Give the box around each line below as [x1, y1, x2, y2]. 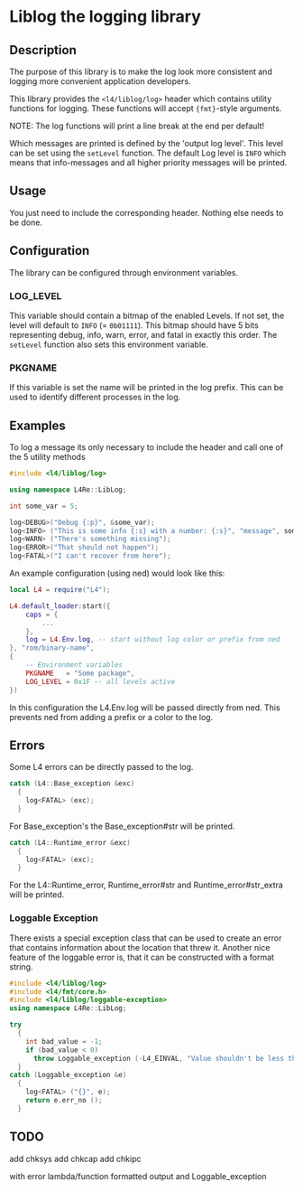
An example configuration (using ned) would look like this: [9, 567, 225, 579]
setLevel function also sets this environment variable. [9, 339, 209, 350]
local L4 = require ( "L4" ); [9, 586, 111, 595]
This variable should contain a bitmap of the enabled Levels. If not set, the [9, 310, 285, 321]
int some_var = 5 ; [9, 502, 78, 511]
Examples [9, 417, 66, 433]
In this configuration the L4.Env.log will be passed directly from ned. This [9, 702, 281, 713]
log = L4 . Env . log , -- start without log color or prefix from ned [25, 635, 280, 644]
